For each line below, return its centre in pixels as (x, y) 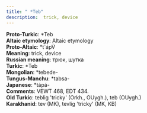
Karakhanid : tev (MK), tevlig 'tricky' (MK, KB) (62, 103)
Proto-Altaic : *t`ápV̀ (31, 47)
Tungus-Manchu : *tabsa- (38, 79)
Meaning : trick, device (34, 53)
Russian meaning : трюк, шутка (45, 59)
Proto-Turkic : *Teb (30, 34)
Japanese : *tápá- (28, 84)
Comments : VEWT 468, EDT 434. (47, 91)
